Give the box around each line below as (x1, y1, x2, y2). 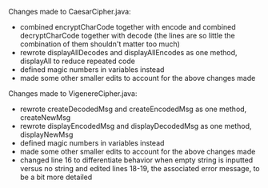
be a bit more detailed (19, 172, 93, 182)
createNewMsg (19, 113, 71, 122)
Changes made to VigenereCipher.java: (8, 89, 138, 98)
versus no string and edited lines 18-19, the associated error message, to (19, 164, 260, 173)
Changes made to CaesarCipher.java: (8, 7, 131, 16)
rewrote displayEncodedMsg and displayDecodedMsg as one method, (19, 122, 252, 130)
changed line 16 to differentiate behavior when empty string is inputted (19, 155, 254, 165)
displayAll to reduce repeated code (19, 56, 136, 66)
